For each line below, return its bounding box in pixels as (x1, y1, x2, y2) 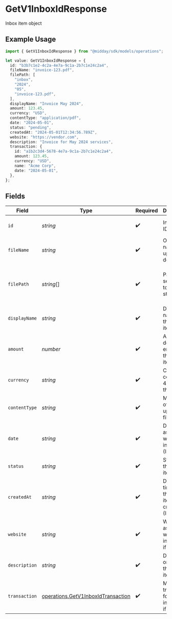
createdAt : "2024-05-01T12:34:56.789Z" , (10, 130, 97, 135)
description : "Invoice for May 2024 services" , (10, 139, 114, 145)
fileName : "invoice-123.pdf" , (10, 67, 74, 73)
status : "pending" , (10, 125, 52, 130)
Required (135, 207, 158, 214)
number (41, 346, 61, 353)
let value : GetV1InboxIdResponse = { (5, 58, 86, 63)
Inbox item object (5, 20, 42, 26)
